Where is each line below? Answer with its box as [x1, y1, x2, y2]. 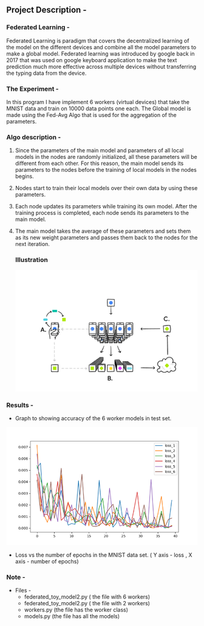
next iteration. [15, 241, 50, 248]
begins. [15, 173, 35, 180]
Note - [6, 572, 25, 581]
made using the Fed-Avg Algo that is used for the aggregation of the [6, 111, 177, 118]
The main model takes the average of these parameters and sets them [15, 228, 191, 235]
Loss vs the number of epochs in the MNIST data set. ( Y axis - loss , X [15, 551, 192, 558]
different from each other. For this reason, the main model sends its [15, 160, 184, 167]
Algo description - [6, 133, 61, 141]
